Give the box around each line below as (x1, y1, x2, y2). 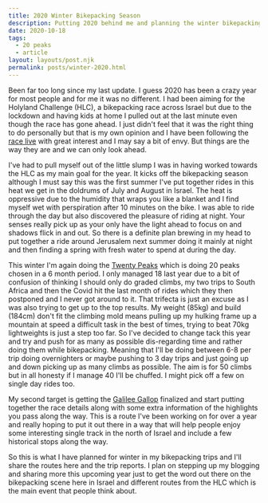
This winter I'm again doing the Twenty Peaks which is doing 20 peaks (8, 260, 240, 269)
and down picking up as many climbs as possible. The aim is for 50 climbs (8, 362, 253, 371)
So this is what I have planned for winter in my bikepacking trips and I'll (8, 452, 242, 462)
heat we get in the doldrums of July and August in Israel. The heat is (8, 185, 233, 195)
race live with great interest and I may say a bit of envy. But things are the (8, 136, 250, 146)
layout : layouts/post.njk (8, 57, 94, 65)
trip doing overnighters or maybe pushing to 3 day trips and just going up (8, 353, 249, 363)
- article (15, 49, 48, 57)
